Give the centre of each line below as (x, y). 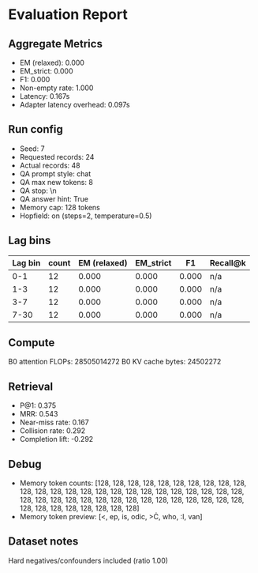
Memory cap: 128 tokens (60, 207)
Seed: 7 (32, 149)
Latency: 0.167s (45, 96)
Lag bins (30, 241)
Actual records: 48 (50, 165)
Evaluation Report (68, 15)
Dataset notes (43, 542)
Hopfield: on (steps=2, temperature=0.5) (86, 216)
